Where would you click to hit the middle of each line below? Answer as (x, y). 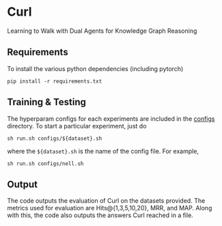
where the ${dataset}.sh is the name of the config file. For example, (103, 151)
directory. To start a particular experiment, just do (77, 126)
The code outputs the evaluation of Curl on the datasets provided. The (106, 201)
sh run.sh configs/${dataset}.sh (55, 138)
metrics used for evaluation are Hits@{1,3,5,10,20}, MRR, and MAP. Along (110, 208)
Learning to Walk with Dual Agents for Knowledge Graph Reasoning (102, 31)
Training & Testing (47, 102)
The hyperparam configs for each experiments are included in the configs (111, 118)
